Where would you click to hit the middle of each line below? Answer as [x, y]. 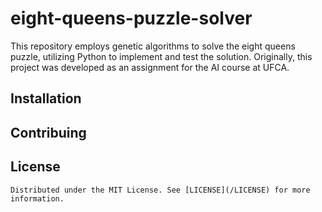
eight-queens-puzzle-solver [131, 18]
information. [37, 198]
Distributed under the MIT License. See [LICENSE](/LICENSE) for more [160, 190]
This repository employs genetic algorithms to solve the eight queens [153, 46]
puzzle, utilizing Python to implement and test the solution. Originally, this [161, 56]
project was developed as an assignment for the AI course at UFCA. [150, 67]
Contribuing [48, 132]
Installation [46, 98]
